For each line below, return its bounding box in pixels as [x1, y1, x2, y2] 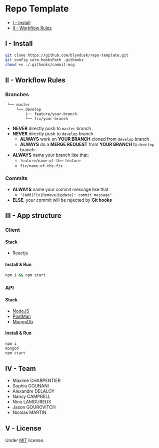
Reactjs [12, 250, 28, 256]
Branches [5, 91, 29, 98]
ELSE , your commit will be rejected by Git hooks [12, 197, 112, 203]
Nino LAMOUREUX [12, 399, 51, 405]
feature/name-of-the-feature [19, 158, 81, 163]
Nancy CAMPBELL [12, 393, 51, 399]
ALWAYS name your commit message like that [12, 186, 108, 192]
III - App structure [5, 211, 61, 220]
